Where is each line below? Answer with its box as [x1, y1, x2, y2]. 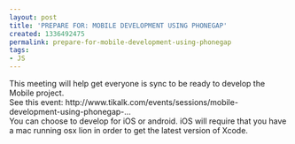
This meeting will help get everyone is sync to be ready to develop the [9, 79, 266, 88]
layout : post [9, 12, 58, 22]
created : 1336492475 [9, 29, 86, 38]
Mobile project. [9, 87, 65, 98]
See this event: [9, 97, 64, 107]
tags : [9, 46, 29, 55]
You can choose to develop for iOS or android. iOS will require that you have [9, 116, 287, 126]
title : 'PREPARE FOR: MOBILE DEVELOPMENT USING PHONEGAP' [9, 21, 228, 30]
